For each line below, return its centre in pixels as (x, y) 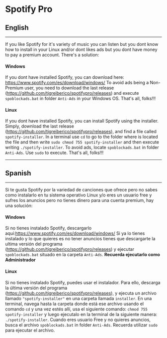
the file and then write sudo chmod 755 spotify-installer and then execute (82, 142)
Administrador (20, 260)
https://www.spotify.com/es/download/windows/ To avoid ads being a (77, 83)
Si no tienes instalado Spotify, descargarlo (48, 228)
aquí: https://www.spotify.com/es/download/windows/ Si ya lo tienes (75, 233)
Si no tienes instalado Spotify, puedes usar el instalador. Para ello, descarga (83, 282)
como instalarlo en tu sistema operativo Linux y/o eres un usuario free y (79, 195)
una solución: (19, 206)
